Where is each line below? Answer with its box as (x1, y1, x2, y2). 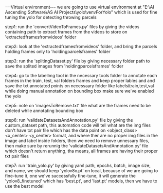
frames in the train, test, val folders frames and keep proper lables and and (5, 78, 155, 83)
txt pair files (5, 153, 29, 159)
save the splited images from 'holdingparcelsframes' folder (5, 63, 124, 69)
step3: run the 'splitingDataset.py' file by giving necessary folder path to (5, 58, 150, 64)
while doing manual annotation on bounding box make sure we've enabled (5, 88, 154, 94)
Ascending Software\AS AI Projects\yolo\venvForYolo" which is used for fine (5, 9, 158, 15)
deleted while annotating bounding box (5, 108, 84, 113)
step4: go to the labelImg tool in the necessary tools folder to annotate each (5, 73, 157, 78)
